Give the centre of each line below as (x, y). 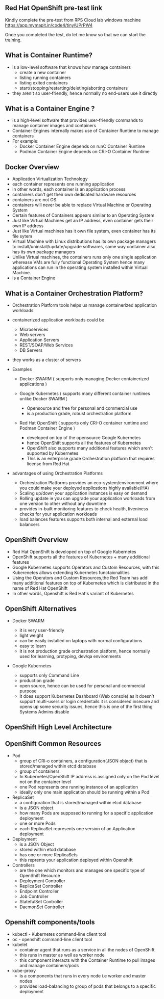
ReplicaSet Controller (41, 886)
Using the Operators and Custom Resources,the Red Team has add (80, 578)
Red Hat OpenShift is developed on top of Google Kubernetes (74, 552)
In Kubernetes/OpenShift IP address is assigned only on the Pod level (89, 776)
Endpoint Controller (39, 891)
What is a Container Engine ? (50, 109)
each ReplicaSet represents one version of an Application (77, 828)
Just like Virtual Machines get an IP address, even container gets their (82, 221)
